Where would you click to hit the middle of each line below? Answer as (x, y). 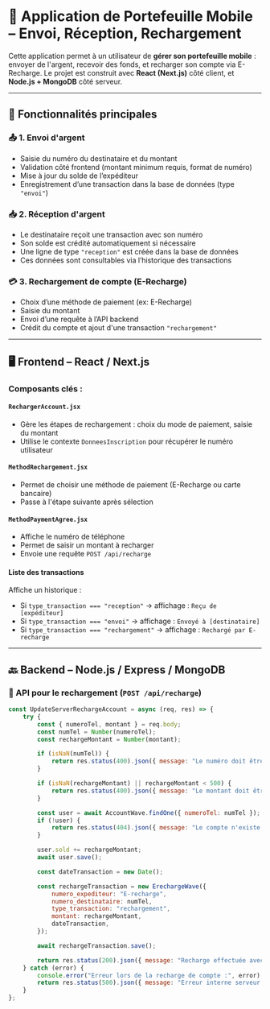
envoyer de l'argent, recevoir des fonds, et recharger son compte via (122, 64)
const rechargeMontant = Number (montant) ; (109, 739)
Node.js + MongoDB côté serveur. (65, 81)
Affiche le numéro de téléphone (72, 537)
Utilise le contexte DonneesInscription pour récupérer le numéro (127, 441)
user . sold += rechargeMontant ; (90, 850)
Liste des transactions (46, 572)
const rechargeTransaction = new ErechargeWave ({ (122, 886)
